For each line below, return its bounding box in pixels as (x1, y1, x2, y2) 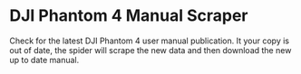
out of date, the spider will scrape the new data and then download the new (9, 44, 292, 55)
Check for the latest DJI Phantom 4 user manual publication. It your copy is (9, 35, 290, 46)
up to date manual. (9, 54, 80, 65)
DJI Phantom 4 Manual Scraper (9, 5, 248, 26)
